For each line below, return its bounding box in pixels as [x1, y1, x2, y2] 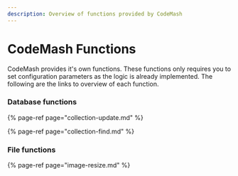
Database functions [7, 97, 77, 107]
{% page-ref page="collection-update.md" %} [7, 113, 144, 121]
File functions [7, 145, 56, 155]
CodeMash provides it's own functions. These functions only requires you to [7, 65, 232, 73]
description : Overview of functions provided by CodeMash [7, 10, 183, 18]
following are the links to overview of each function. [7, 79, 159, 88]
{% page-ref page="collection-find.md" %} [7, 127, 135, 136]
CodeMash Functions [7, 40, 136, 57]
